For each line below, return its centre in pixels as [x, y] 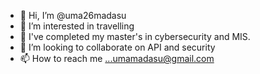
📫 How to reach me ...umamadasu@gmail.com [117, 58]
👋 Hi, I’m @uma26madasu [73, 15]
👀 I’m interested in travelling [77, 26]
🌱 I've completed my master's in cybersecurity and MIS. [135, 36]
